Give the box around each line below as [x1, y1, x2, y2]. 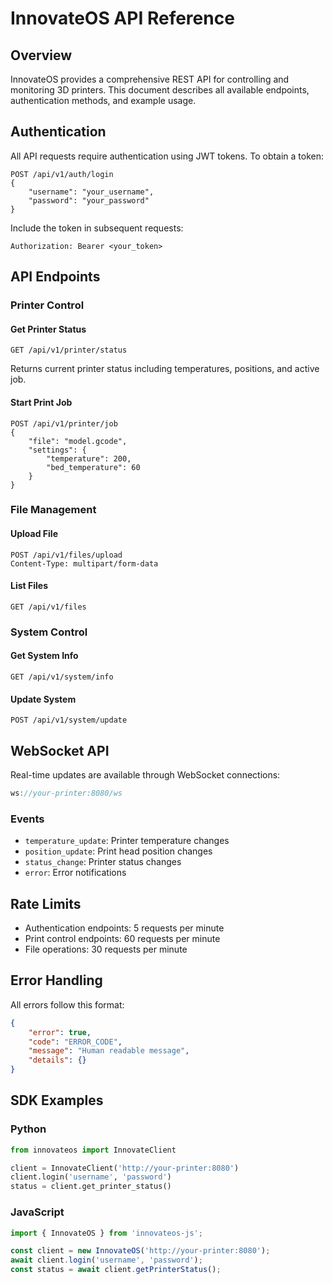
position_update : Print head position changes [24, 845, 213, 857]
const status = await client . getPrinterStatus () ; [10, 1265, 222, 1275]
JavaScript [10, 1205, 65, 1219]
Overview [10, 47, 73, 64]
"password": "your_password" [28, 195, 150, 206]
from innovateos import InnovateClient [10, 1145, 177, 1155]
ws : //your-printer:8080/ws [10, 788, 123, 798]
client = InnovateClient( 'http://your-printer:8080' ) [10, 1163, 240, 1173]
